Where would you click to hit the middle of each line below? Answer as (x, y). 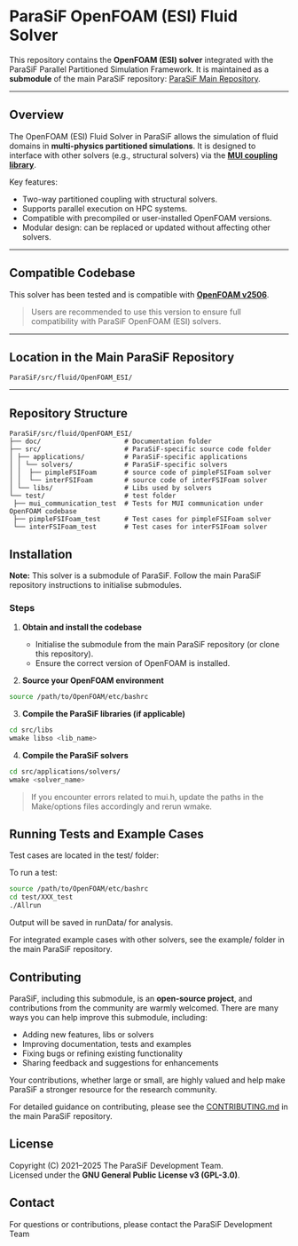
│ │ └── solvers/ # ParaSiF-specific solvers (118, 465)
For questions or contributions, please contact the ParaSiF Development (141, 1224)
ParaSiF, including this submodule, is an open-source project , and (131, 998)
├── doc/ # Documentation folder (111, 441)
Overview (37, 115)
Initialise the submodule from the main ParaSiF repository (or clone (157, 645)
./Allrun (25, 906)
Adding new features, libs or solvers (88, 1034)
